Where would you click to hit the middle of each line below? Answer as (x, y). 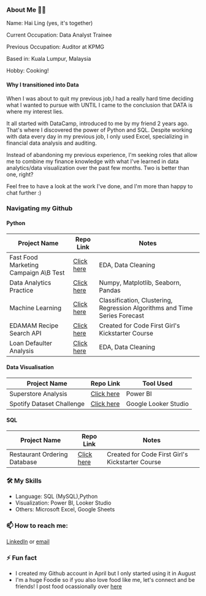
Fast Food (24, 257)
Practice (21, 290)
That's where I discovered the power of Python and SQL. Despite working (99, 130)
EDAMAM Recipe (34, 326)
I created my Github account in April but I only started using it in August (105, 573)
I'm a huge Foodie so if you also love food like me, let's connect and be (105, 579)
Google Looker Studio (157, 403)
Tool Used (158, 383)
